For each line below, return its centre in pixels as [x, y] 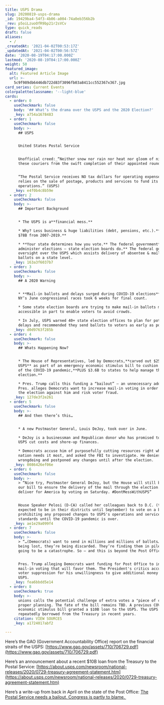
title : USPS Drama [24, 10]
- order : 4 [20, 334]
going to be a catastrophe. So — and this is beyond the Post [82, 551]
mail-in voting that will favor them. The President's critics [84, 569]
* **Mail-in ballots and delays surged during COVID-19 [76, 294]
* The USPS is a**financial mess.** [55, 222]
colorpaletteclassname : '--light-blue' [46, 92]
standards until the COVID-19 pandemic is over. [68, 519]
